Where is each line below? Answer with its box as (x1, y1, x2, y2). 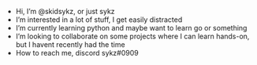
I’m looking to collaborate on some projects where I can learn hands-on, (15, 31, 250, 41)
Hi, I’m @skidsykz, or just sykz (15, 7, 116, 16)
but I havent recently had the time (15, 40, 125, 49)
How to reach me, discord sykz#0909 (15, 49, 140, 57)
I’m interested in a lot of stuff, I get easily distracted (15, 15, 183, 24)
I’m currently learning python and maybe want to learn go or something (15, 23, 248, 32)
